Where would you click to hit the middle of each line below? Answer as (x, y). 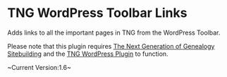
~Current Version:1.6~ (39, 67)
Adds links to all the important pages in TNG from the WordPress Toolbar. (114, 32)
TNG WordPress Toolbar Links (97, 13)
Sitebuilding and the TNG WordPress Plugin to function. (88, 54)
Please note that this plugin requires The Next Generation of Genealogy (111, 46)
